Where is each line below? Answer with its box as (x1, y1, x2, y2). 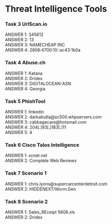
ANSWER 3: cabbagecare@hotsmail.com (5, 119, 87, 125)
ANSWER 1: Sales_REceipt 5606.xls (5, 209, 75, 215)
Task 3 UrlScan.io (5, 21, 47, 28)
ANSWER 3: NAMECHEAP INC (5, 42, 65, 48)
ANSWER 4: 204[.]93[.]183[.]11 (5, 125, 67, 130)
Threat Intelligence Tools (5, 3, 107, 15)
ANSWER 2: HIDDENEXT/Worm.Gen (5, 186, 76, 192)
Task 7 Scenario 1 (5, 170, 47, 176)
